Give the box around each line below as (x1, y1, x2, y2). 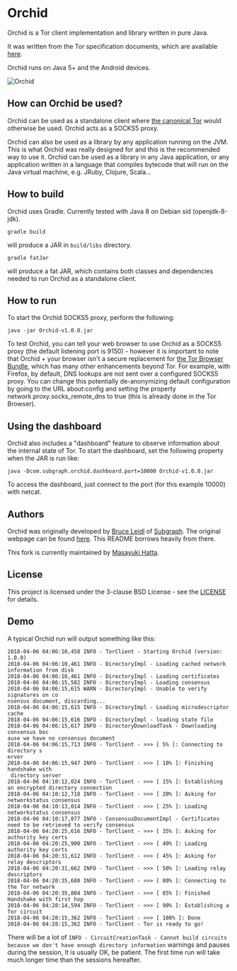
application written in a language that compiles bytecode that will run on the (7, 160, 229, 168)
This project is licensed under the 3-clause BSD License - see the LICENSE (7, 587, 226, 596)
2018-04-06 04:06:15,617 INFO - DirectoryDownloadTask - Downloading (7, 722, 217, 730)
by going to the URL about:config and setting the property (7, 384, 177, 393)
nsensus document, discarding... (7, 697, 106, 705)
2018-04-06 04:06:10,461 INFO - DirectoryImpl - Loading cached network (7, 660, 226, 667)
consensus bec (7, 728, 50, 735)
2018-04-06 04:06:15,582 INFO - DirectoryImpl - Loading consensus (7, 679, 211, 686)
